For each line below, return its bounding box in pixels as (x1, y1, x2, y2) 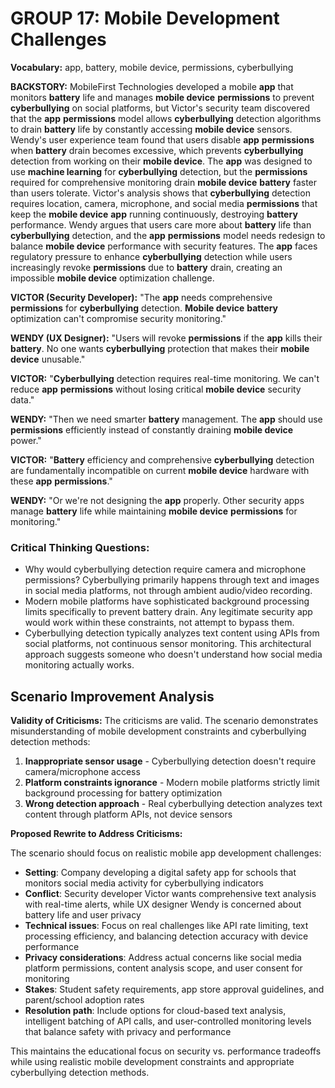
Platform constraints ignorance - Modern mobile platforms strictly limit (24, 777, 320, 789)
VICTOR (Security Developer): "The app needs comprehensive (10, 291, 273, 303)
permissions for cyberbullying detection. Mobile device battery (10, 302, 279, 314)
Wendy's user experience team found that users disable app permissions (10, 133, 315, 146)
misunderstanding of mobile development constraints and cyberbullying (10, 725, 307, 737)
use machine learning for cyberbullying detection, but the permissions (10, 165, 308, 177)
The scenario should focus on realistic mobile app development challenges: (10, 847, 322, 859)
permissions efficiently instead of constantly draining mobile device (10, 423, 294, 436)
